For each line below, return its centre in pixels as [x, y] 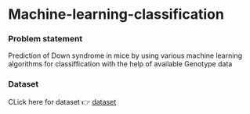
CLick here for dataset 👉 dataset [62, 102]
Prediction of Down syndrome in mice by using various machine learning [125, 55]
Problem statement [45, 39]
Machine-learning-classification [116, 14]
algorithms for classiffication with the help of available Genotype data [120, 64]
